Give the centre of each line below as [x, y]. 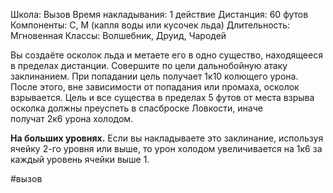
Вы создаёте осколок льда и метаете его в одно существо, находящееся [166, 55]
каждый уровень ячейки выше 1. [80, 159]
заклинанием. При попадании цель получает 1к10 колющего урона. [154, 76]
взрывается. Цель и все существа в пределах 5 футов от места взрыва [162, 97]
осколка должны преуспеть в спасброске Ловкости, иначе [136, 108]
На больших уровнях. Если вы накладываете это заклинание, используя [167, 138]
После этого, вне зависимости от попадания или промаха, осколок [155, 87]
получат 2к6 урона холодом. [72, 118]
